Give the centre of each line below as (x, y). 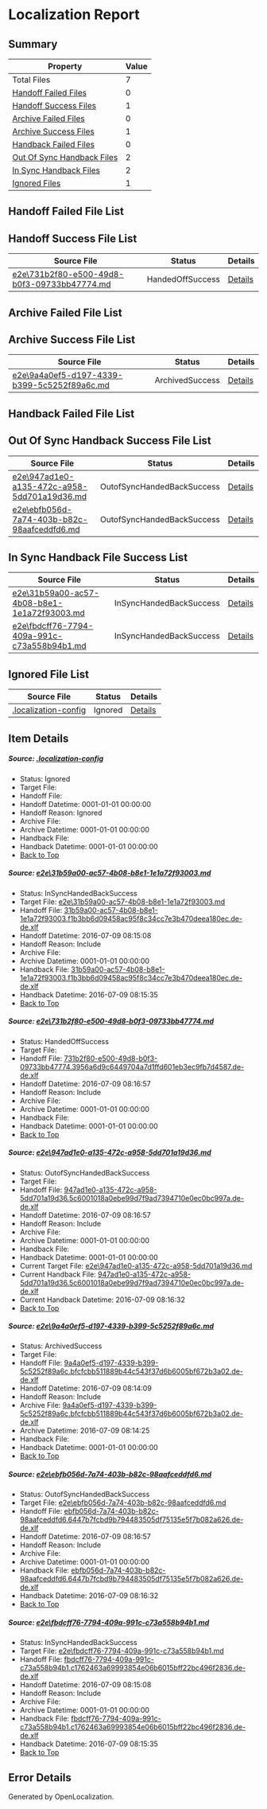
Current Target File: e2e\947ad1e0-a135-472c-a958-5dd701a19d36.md (136, 1265)
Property (65, 66)
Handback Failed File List (72, 413)
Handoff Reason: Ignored (61, 813)
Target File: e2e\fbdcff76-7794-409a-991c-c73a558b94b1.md (122, 1651)
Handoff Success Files (54, 105)
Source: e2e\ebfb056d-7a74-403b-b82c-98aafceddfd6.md (110, 1475)
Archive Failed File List (66, 312)
